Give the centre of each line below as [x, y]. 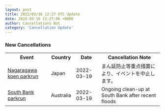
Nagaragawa [22, 70]
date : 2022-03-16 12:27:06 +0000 [39, 19]
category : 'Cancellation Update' [39, 28]
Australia [61, 95]
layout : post [18, 10]
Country [61, 58]
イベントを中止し [136, 74]
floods [109, 102]
